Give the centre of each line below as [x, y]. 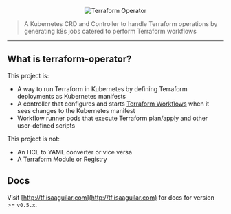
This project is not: [34, 139]
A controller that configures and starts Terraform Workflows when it [113, 104]
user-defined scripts [46, 125]
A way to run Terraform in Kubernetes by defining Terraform [102, 88]
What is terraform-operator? [69, 59]
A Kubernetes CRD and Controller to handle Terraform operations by [121, 24]
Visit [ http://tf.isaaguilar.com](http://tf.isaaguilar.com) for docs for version [111, 197]
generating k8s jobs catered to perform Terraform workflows [110, 31]
